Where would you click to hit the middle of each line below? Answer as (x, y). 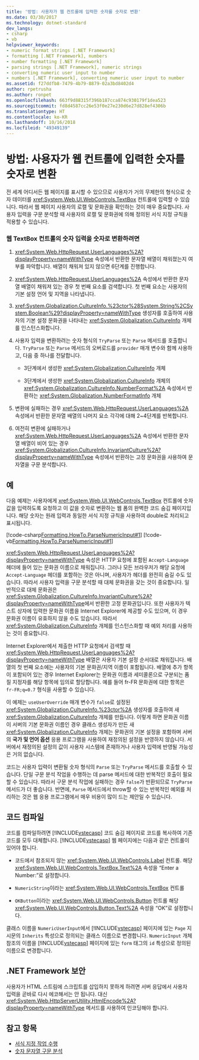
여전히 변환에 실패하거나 (43, 428)
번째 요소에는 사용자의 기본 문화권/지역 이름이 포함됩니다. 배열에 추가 (103, 667)
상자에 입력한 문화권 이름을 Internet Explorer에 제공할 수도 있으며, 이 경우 (102, 611)
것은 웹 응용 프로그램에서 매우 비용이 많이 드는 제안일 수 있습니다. (97, 797)
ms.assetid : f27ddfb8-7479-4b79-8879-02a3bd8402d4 (70, 84)
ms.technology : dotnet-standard (46, 23)
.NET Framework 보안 (46, 971)
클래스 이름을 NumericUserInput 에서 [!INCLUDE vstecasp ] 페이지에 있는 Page (96, 928)
